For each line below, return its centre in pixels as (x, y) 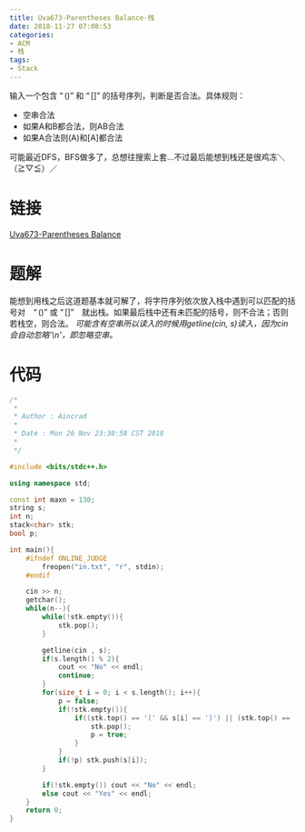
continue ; (76, 676)
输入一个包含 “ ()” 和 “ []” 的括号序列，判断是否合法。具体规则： (128, 95)
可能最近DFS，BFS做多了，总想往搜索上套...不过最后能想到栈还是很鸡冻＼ (148, 156)
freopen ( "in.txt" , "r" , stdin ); (103, 566)
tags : (20, 60)
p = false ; (79, 701)
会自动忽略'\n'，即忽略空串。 (64, 335)
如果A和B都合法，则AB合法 (73, 126)
